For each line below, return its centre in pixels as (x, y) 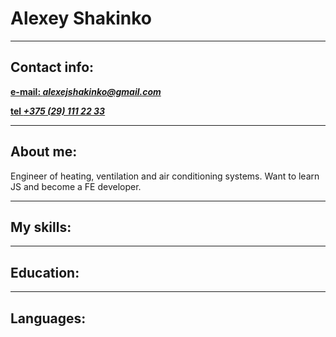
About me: (44, 152)
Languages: (48, 318)
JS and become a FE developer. (76, 186)
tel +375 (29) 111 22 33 (58, 111)
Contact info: (52, 67)
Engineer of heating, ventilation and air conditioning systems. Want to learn (165, 176)
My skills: (41, 227)
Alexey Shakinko (81, 18)
